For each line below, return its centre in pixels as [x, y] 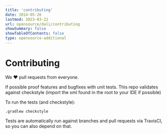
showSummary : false [26, 29]
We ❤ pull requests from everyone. [42, 77]
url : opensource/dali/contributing [43, 24]
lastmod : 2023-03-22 [27, 19]
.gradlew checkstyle [27, 111]
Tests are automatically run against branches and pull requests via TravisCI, [84, 121]
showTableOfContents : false [35, 33]
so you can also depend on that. [39, 126]
